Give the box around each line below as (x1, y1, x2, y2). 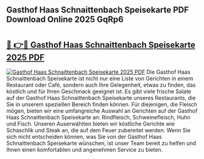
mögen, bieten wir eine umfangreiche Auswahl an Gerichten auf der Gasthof (6, 107, 198, 115)
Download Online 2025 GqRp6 (6, 15, 124, 25)
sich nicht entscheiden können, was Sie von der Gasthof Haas (6, 133, 163, 140)
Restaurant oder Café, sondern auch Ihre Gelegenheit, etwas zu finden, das (6, 82, 196, 88)
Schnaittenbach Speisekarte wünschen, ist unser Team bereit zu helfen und (6, 140, 197, 147)
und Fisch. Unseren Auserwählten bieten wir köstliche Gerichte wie (6, 120, 175, 127)
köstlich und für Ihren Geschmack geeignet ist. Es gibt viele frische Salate (6, 88, 192, 95)
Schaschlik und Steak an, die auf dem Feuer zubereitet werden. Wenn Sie (6, 127, 191, 133)
